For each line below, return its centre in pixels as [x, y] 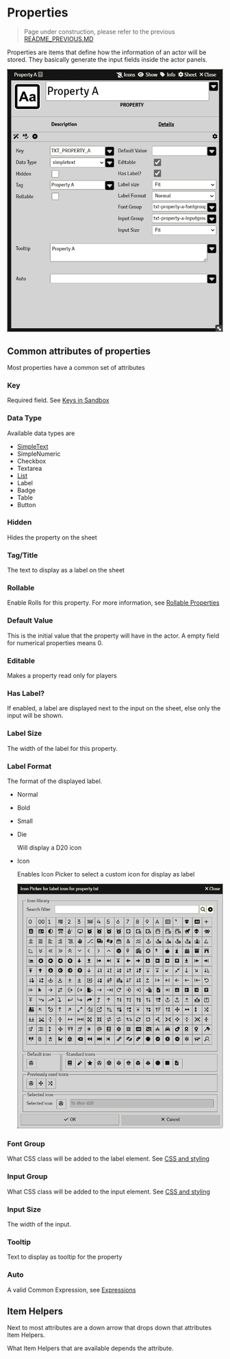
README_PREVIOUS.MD [59, 38]
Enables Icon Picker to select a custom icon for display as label [106, 874]
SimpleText [33, 446]
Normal [27, 794]
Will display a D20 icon [49, 847]
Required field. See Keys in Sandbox [58, 400]
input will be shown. [35, 716]
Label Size [25, 734]
